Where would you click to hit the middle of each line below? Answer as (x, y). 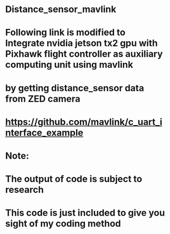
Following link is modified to (65, 33)
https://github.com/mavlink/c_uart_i (84, 122)
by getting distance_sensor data (75, 88)
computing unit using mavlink (69, 65)
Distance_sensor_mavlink (61, 9)
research (25, 190)
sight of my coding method (63, 224)
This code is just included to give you (85, 213)
